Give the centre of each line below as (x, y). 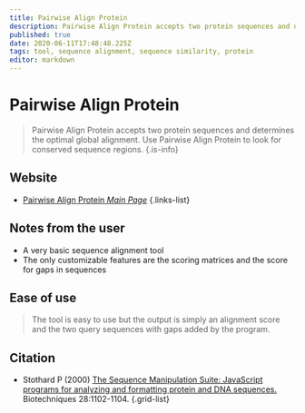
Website (33, 178)
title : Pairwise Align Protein (69, 18)
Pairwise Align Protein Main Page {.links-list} (106, 200)
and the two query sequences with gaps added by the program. (151, 329)
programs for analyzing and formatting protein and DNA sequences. (150, 389)
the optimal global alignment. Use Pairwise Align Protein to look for (156, 139)
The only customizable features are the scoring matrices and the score (155, 260)
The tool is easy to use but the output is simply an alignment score (156, 320)
